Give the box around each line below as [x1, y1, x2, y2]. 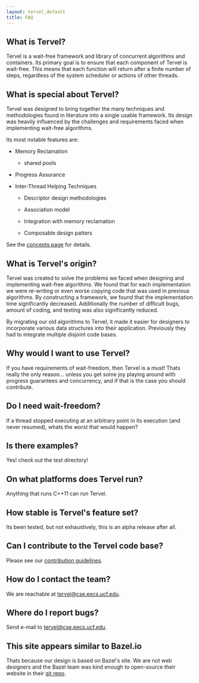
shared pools [23, 159, 56, 167]
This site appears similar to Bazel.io [6, 641, 142, 651]
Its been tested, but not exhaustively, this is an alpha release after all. [6, 524, 177, 530]
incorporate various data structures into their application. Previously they [6, 324, 186, 332]
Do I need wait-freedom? [6, 401, 101, 411]
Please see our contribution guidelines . [6, 557, 103, 564]
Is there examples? [6, 440, 79, 451]
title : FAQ [6, 14, 34, 20]
